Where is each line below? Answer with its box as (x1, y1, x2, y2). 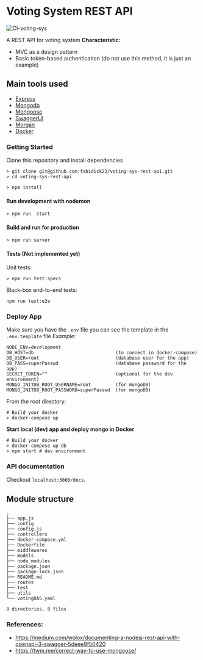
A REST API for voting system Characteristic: (6, 36, 121, 43)
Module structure (6, 493, 74, 504)
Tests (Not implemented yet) (6, 250, 80, 258)
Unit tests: (6, 264, 32, 271)
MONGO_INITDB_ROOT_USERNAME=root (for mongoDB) (6, 382, 151, 388)
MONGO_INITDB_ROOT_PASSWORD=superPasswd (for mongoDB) (6, 386, 151, 393)
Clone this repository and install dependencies (6, 157, 123, 164)
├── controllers (6, 531, 48, 538)
